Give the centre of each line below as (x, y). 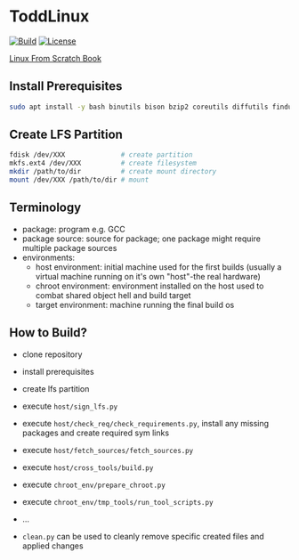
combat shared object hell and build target (113, 295)
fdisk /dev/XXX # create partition (101, 155)
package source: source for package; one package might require (141, 239)
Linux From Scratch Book (56, 58)
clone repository (52, 354)
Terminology (45, 208)
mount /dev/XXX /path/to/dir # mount (79, 180)
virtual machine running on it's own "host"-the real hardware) (148, 276)
